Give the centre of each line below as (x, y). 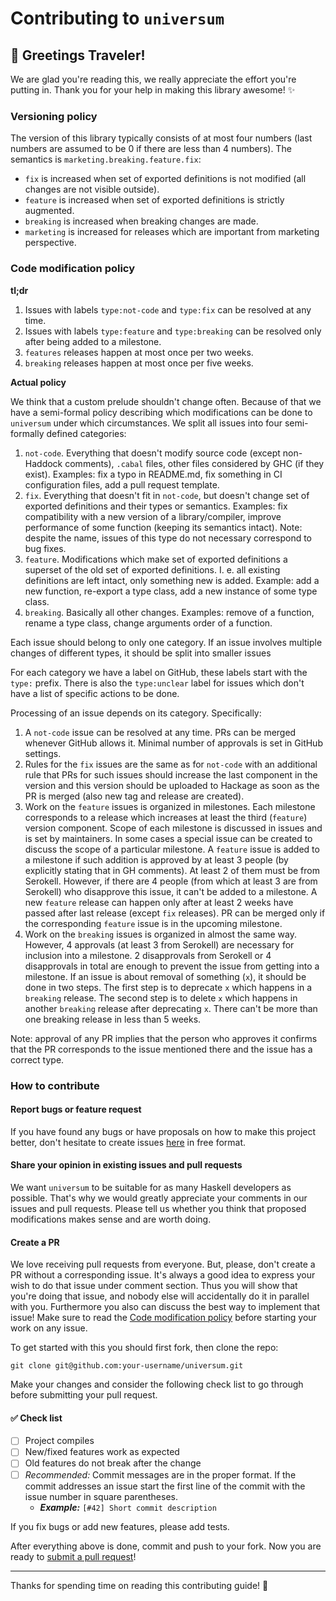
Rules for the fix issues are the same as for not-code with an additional (171, 764)
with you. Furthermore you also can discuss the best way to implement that (165, 1307)
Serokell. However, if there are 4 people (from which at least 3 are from (171, 881)
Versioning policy (54, 116)
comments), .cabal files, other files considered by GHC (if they (194, 463)
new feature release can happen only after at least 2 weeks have (159, 902)
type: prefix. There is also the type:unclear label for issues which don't (157, 683)
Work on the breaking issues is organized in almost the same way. (160, 934)
